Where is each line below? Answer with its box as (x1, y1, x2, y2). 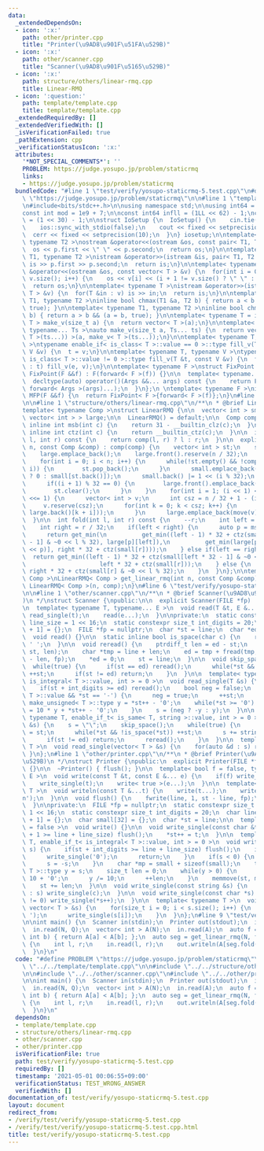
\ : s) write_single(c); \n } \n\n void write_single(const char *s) (22, 889, 255, 897)
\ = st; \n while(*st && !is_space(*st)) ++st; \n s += (22, 729, 237, 736)
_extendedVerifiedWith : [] (15, 121, 104, 129)
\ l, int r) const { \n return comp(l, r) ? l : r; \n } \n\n (22, 436, 234, 444)
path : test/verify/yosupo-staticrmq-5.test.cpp (15, 1057, 174, 1065)
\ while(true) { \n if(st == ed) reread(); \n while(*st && (22, 662, 255, 670)
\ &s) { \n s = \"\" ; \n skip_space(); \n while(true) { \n (22, 721, 241, 729)
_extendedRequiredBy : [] (15, 114, 97, 122)
